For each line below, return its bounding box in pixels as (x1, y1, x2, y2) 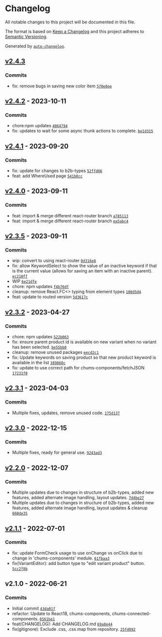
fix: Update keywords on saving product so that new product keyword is (12, 354, 156, 361)
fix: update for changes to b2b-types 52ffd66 (12, 168, 103, 174)
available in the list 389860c (12, 360, 66, 366)
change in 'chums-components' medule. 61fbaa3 (12, 555, 110, 561)
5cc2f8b (12, 566, 28, 571)
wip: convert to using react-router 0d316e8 (12, 258, 96, 264)
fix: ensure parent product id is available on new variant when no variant (12, 339, 157, 345)
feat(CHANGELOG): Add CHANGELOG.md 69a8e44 (12, 621, 113, 627)
